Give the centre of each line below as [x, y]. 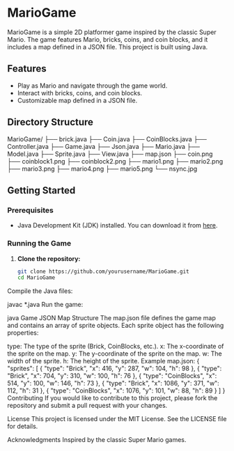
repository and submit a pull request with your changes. [87, 406]
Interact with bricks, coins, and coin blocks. [80, 93]
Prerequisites [30, 210]
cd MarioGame [36, 278]
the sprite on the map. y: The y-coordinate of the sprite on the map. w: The [115, 354]
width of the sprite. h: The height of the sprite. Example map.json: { [103, 361]
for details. [23, 427]
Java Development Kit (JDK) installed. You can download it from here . [117, 225]
